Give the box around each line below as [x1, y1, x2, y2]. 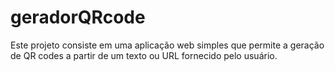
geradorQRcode [10, 6, 146, 29]
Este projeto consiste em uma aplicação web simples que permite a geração [10, 39, 325, 51]
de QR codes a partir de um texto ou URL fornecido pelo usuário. [10, 49, 278, 61]
